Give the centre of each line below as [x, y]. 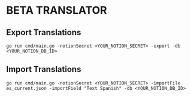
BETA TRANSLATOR [57, 10]
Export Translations [44, 32]
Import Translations [44, 69]
